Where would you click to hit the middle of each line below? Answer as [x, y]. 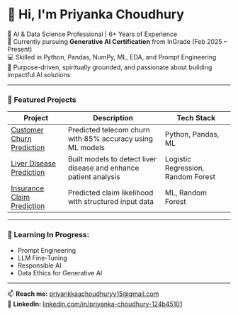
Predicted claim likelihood [110, 193]
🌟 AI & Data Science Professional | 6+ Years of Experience [92, 34]
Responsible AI [39, 265]
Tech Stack [196, 118]
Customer [27, 130]
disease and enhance [103, 168]
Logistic [178, 159]
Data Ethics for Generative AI [60, 273]
